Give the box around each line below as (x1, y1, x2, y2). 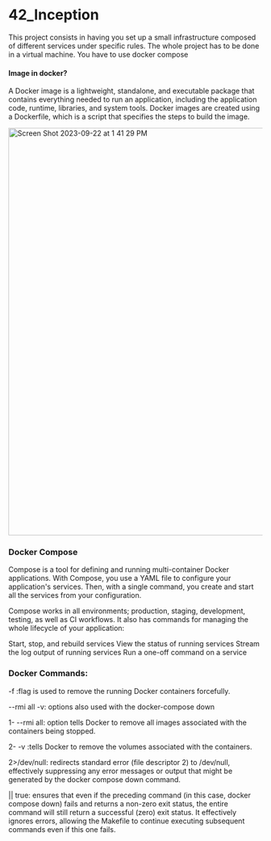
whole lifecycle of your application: (8, 624, 125, 633)
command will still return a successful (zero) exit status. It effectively (8, 807, 237, 817)
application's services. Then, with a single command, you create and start (8, 582, 254, 591)
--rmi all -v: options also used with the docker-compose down (8, 701, 215, 712)
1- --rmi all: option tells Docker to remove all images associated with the (8, 717, 248, 727)
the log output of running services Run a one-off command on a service (8, 648, 248, 658)
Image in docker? (8, 68, 68, 78)
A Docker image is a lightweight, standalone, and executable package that (8, 86, 255, 96)
